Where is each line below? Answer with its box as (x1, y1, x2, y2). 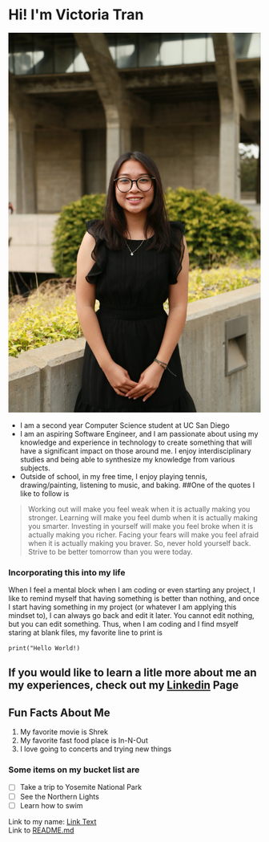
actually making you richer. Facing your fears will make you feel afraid (27, 530, 259, 539)
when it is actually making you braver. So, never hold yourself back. (27, 538, 251, 547)
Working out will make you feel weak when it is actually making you (27, 504, 251, 514)
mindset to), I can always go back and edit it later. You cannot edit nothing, (8, 610, 255, 620)
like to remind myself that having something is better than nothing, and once (8, 593, 260, 603)
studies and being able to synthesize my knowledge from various (19, 454, 235, 464)
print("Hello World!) (8, 644, 81, 652)
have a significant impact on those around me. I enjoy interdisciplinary (19, 445, 251, 455)
